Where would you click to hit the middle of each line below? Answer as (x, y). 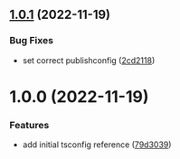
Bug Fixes (32, 41)
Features (29, 125)
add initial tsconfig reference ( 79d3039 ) (97, 145)
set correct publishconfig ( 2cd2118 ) (89, 60)
